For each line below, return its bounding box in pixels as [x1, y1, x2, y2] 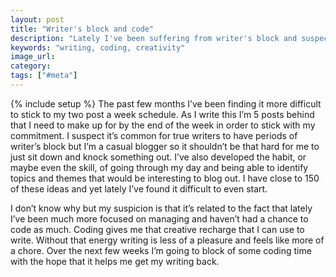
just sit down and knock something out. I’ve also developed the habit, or [10, 151, 307, 163]
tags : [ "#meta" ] [10, 71, 78, 81]
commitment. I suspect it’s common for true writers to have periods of [10, 129, 298, 141]
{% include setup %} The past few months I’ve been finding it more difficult [10, 97, 322, 110]
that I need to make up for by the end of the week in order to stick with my [10, 119, 316, 131]
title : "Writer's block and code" [10, 24, 155, 34]
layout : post [10, 14, 65, 25]
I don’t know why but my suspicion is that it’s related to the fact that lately [10, 202, 313, 214]
